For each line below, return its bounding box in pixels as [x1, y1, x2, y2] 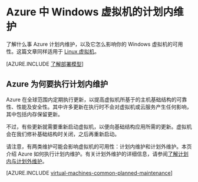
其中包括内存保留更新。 [6, 110, 63, 117]
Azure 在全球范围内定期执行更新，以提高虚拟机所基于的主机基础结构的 [6, 96, 177, 103]
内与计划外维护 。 [6, 157, 48, 164]
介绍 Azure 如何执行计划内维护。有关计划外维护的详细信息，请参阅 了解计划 [6, 150, 189, 157]
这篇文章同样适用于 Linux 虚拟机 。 [16, 48, 100, 55]
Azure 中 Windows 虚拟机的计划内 [6, 5, 174, 19]
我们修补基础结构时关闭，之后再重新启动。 [16, 130, 120, 137]
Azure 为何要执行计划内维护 [6, 79, 108, 89]
